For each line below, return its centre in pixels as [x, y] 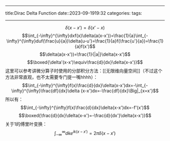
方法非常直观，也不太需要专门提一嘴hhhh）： [52, 77]
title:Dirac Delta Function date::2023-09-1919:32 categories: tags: [74, 13]
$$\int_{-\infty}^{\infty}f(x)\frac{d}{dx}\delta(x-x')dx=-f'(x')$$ [85, 108]
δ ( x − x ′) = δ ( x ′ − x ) [85, 28]
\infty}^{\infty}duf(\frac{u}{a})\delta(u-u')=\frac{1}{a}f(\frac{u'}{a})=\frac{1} [85, 41]
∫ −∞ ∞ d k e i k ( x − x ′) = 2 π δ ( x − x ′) [85, 133]
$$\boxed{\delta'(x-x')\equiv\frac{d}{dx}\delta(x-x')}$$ [85, 62]
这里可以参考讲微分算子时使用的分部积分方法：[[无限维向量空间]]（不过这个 [84, 71]
